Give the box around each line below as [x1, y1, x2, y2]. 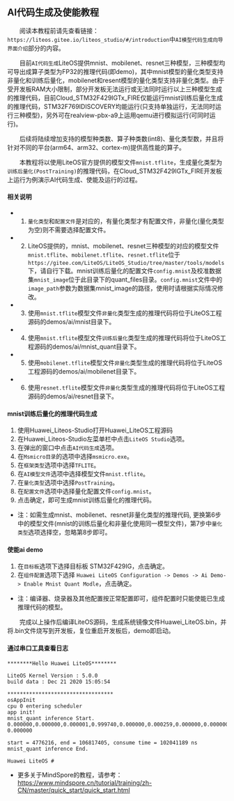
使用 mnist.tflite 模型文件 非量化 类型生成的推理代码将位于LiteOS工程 [27, 309, 222, 317]
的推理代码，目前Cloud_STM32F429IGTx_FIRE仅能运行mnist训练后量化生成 [7, 93, 224, 102]
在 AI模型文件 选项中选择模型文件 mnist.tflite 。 [17, 470, 150, 478]
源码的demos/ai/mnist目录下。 [27, 318, 116, 326]
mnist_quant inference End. [7, 745, 89, 752]
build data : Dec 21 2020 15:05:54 [7, 678, 111, 685]
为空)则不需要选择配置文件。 [27, 226, 110, 234]
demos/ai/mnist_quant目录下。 [52, 342, 141, 351]
